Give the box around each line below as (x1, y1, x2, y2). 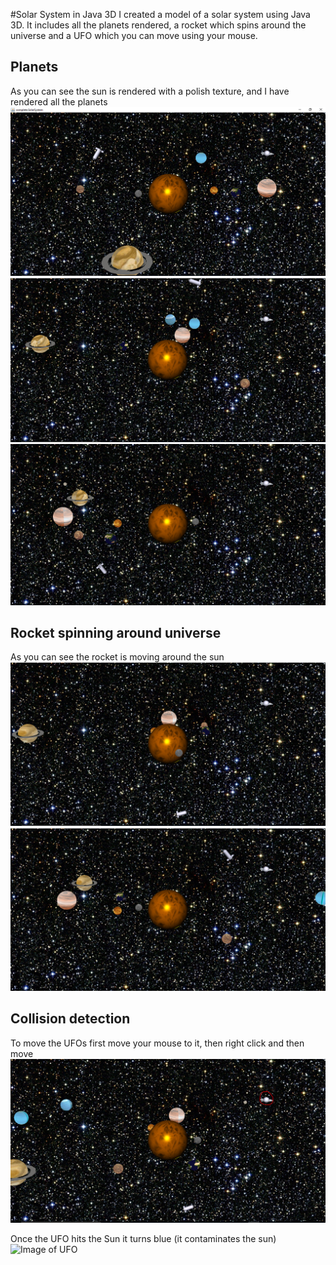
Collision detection (10, 1010, 131, 1028)
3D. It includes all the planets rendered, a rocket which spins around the (10, 19, 307, 31)
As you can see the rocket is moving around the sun (10, 651, 225, 663)
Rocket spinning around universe (10, 624, 222, 641)
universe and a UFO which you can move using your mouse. (10, 30, 258, 41)
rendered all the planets (10, 95, 108, 108)
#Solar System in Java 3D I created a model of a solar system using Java (10, 9, 311, 20)
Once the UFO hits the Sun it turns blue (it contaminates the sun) (10, 1233, 277, 1245)
